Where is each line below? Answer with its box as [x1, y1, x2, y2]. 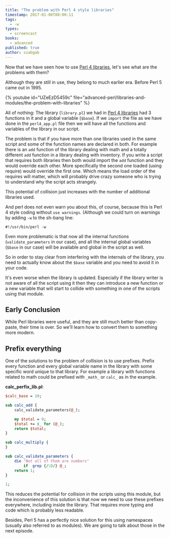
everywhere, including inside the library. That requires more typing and [5, 502, 153, 508]
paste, [5, 324, 19, 330]
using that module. [5, 290, 45, 297]
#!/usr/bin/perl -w [5, 224, 47, 229]
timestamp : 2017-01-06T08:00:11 [5, 12, 73, 17]
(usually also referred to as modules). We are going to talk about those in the [5, 522, 165, 528]
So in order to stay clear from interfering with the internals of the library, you [5, 254, 164, 260]
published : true [5, 45, 39, 50]
